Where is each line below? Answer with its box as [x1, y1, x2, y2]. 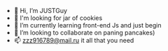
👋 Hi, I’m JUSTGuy [13, 7, 68, 14]
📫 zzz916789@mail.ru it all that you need [13, 37, 134, 44]
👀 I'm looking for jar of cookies [13, 14, 103, 22]
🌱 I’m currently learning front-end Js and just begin [13, 21, 162, 29]
